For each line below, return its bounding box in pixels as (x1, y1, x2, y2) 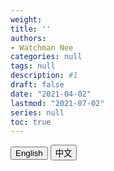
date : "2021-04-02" (10, 89, 92, 99)
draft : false (10, 80, 65, 90)
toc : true (10, 117, 52, 127)
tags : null (10, 61, 56, 71)
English (15, 148, 43, 159)
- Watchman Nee (10, 42, 74, 53)
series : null (10, 107, 65, 118)
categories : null (10, 52, 83, 62)
